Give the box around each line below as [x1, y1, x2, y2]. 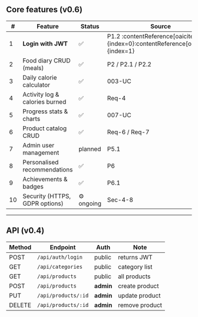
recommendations [22, 165, 73, 173]
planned [78, 144, 101, 153]
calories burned [22, 97, 67, 105]
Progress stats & [22, 107, 68, 115]
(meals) [22, 64, 44, 72]
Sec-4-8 [107, 196, 134, 204]
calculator [22, 81, 51, 89]
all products [117, 272, 151, 280]
